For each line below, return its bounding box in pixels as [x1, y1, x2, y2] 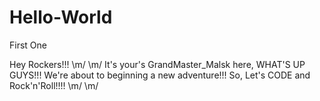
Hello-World [9, 6, 113, 29]
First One [9, 39, 47, 51]
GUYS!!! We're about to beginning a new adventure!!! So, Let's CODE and [9, 69, 311, 81]
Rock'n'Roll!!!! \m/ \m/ [9, 79, 99, 91]
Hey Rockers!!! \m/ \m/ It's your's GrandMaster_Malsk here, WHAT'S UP [9, 58, 306, 70]
